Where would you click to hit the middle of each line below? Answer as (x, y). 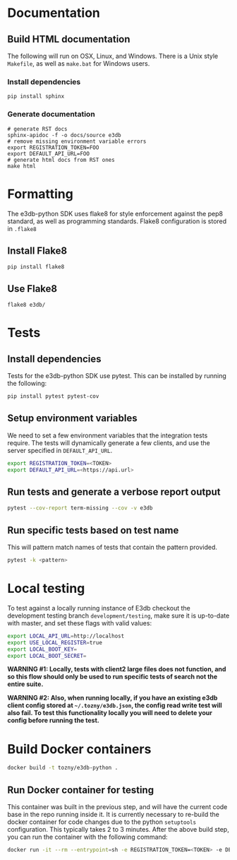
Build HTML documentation (69, 39)
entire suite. (25, 684)
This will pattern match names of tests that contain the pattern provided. (112, 547)
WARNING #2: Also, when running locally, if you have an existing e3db (113, 698)
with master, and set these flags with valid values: (80, 623)
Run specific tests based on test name (93, 530)
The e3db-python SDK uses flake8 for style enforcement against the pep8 (115, 213)
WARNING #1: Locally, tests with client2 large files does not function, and (117, 669)
